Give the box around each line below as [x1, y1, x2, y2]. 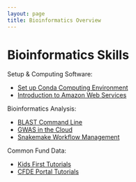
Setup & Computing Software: [7, 70, 93, 78]
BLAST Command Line [17, 118, 82, 127]
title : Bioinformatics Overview [7, 17, 101, 24]
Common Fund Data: [7, 146, 67, 155]
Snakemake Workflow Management [17, 133, 120, 141]
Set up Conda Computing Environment [17, 83, 128, 92]
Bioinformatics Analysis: [7, 104, 77, 113]
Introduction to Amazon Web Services [17, 91, 127, 99]
